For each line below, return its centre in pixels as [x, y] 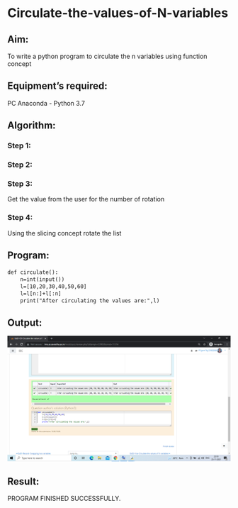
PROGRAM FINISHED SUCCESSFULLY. [64, 499]
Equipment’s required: [57, 86]
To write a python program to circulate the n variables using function [107, 56]
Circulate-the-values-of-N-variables [118, 13]
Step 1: [19, 145]
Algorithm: [32, 126]
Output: [25, 322]
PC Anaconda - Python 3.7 [46, 103]
